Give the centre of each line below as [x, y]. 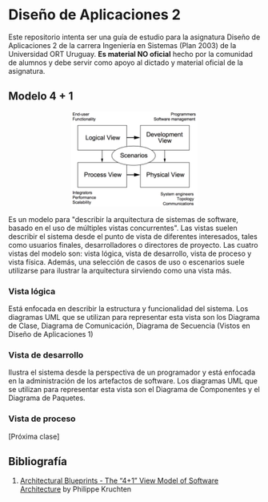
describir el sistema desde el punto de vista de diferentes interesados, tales [133, 236]
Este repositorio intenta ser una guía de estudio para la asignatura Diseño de [134, 37]
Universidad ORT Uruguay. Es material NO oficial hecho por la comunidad [131, 54]
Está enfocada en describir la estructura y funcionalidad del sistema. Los [128, 309]
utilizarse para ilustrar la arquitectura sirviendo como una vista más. [120, 270]
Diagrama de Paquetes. [47, 398]
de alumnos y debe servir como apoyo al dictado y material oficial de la [126, 63]
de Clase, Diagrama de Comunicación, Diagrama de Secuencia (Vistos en [129, 326]
